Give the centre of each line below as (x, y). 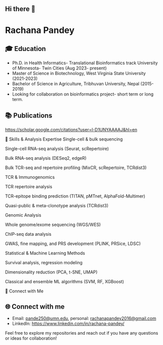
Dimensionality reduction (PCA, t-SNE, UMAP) (51, 272)
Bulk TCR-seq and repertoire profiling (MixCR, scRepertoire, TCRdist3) (76, 168)
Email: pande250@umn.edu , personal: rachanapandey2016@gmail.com (84, 319)
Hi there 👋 (20, 9)
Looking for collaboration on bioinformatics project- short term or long (83, 94)
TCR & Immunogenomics (30, 177)
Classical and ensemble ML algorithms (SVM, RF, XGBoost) (65, 282)
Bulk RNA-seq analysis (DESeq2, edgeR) (46, 158)
